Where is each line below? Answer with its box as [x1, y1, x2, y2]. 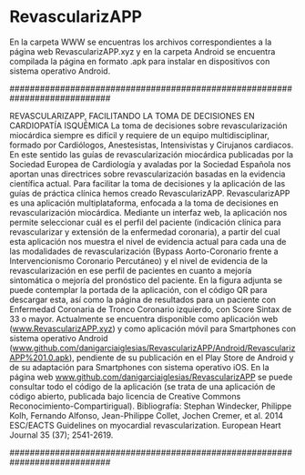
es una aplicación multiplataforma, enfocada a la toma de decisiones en [9, 197, 280, 208]
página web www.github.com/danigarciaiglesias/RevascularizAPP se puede [9, 371, 293, 382]
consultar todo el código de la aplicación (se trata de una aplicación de [9, 380, 276, 392]
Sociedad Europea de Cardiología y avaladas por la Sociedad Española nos [9, 158, 291, 169]
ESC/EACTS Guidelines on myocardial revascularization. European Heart [9, 419, 281, 430]
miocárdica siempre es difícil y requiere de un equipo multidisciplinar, [9, 129, 270, 140]
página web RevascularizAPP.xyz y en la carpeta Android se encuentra [9, 45, 276, 56]
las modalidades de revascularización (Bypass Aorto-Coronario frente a [9, 246, 280, 257]
